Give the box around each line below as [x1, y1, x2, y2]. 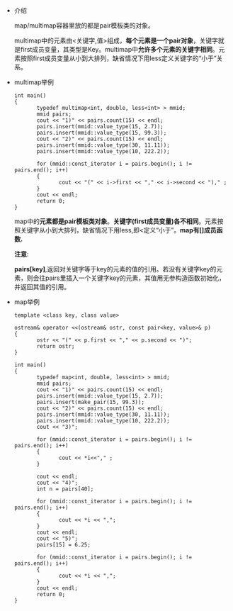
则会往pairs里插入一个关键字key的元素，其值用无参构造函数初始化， [26, 274, 225, 282]
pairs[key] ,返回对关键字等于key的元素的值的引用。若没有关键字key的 [13, 265, 217, 273]
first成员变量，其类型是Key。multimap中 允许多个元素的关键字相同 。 [20, 45, 220, 53]
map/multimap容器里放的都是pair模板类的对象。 [13, 21, 154, 30]
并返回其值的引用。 [13, 283, 71, 291]
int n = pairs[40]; [36, 486, 94, 493]
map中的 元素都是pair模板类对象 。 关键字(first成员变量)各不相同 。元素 [13, 217, 217, 225]
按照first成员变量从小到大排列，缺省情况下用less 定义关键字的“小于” [20, 54, 217, 62]
